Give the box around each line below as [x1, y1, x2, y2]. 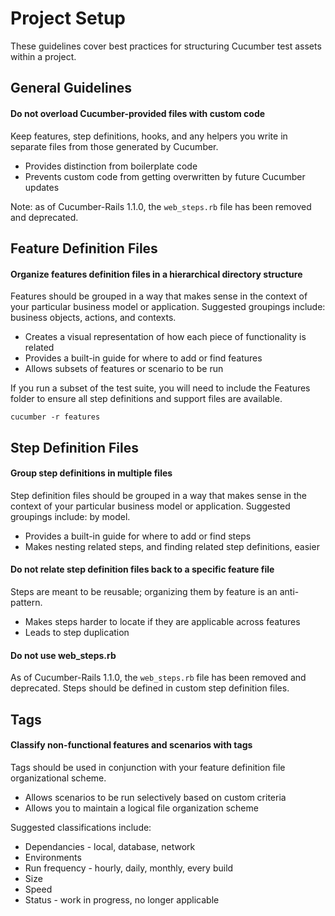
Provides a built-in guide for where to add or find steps [24, 530, 252, 542]
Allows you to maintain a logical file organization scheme [24, 802, 259, 814]
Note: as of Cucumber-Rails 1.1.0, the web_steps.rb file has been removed [10, 200, 312, 212]
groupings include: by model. [10, 510, 131, 522]
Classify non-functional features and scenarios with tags [10, 739, 253, 751]
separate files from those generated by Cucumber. [10, 140, 219, 152]
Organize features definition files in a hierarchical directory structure [10, 268, 303, 280]
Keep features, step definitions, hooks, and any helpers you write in [10, 130, 288, 142]
